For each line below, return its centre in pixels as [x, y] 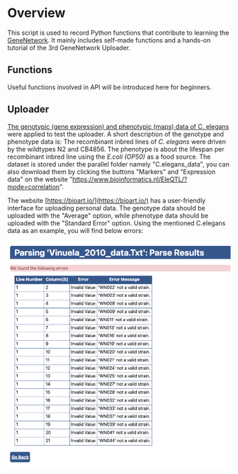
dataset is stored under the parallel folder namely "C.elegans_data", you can [119, 164]
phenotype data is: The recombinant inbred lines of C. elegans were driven [117, 141]
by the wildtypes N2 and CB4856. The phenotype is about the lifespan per [116, 149]
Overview [36, 13]
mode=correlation [34, 186]
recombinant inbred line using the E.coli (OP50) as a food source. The [109, 157]
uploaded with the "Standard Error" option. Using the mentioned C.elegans [117, 223]
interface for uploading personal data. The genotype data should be [106, 208]
